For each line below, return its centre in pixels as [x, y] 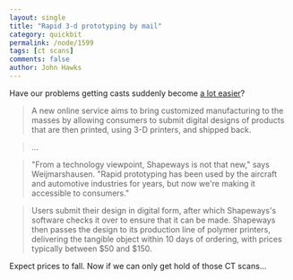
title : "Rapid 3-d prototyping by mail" [86, 26]
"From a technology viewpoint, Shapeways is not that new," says [151, 164]
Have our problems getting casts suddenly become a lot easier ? [127, 93]
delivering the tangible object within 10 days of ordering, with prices [156, 239]
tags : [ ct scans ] [42, 51]
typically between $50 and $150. [91, 249]
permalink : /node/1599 [52, 43]
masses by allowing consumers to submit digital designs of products [158, 120]
